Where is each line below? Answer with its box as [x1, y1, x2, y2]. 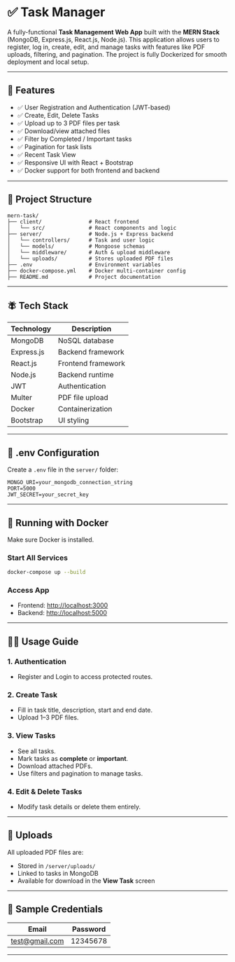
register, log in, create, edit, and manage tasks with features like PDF [7, 43, 205, 51]
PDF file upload [58, 393, 108, 403]
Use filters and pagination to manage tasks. [17, 769, 143, 778]
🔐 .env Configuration [7, 446, 100, 459]
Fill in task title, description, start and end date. [17, 706, 153, 715]
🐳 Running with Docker [7, 516, 109, 529]
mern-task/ [7, 212, 39, 219]
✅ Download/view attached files [17, 127, 111, 135]
